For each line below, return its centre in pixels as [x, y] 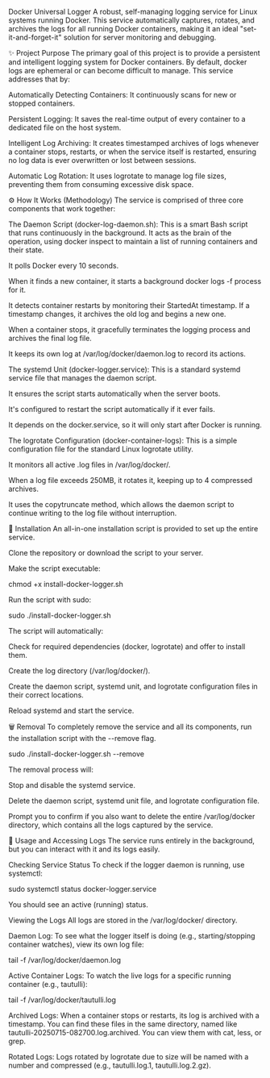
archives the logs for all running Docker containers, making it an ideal [123, 29]
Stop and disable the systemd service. [72, 785]
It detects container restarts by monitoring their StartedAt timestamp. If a [129, 305]
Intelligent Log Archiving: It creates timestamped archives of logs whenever [134, 143]
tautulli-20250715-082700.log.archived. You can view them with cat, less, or [135, 1032]
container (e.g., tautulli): [48, 984]
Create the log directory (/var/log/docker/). [79, 671]
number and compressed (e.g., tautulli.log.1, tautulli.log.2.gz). [110, 1065]
